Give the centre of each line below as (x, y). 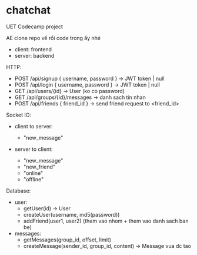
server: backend (34, 55)
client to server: (34, 126)
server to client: (34, 149)
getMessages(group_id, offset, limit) (67, 240)
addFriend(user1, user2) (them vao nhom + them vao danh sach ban (106, 221)
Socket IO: (19, 115)
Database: (19, 191)
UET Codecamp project (35, 27)
